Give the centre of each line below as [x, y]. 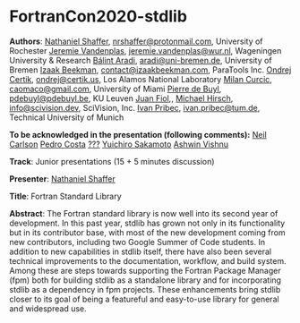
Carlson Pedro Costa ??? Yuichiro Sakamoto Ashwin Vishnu [119, 144]
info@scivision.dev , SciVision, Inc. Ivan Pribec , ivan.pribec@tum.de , [135, 107]
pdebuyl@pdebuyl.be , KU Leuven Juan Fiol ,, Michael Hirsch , [121, 98]
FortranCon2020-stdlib [99, 17]
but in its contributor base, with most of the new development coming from [147, 232]
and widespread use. [48, 308]
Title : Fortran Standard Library [66, 196]
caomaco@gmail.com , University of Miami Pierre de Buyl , [116, 89]
